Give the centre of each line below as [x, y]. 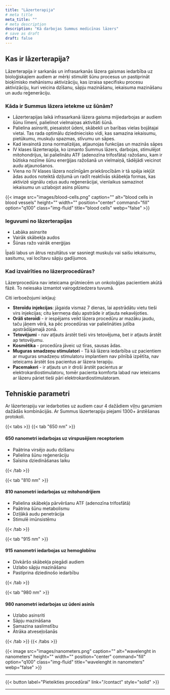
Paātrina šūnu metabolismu [41, 508]
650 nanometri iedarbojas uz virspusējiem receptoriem [65, 438]
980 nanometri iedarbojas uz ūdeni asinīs [50, 604]
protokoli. [15, 417]
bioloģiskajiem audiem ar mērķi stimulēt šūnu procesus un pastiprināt [78, 76]
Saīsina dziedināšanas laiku [41, 460]
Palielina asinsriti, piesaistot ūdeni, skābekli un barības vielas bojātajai [85, 128]
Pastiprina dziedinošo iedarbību [46, 573]
